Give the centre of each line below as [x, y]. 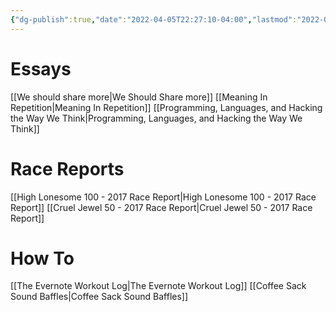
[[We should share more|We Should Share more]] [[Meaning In [139, 97]
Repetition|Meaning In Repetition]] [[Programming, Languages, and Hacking [166, 107]
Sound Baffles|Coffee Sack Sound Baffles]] [99, 297]
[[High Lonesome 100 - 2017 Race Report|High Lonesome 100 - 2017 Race [163, 197]
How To [42, 258]
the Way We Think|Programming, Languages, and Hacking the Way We [156, 118]
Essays [41, 68]
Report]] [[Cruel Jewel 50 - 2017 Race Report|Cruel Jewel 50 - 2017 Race [161, 207]
